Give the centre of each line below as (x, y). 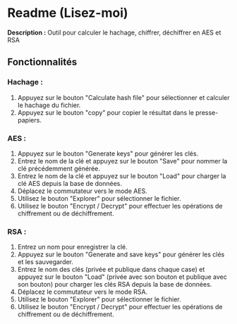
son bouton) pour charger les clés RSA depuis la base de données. (115, 285)
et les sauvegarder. (45, 262)
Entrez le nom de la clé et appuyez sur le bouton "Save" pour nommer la (122, 161)
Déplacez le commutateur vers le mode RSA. (83, 292)
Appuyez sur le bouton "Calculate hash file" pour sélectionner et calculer (123, 97)
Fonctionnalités (42, 62)
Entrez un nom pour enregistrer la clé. (73, 247)
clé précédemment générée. (59, 168)
